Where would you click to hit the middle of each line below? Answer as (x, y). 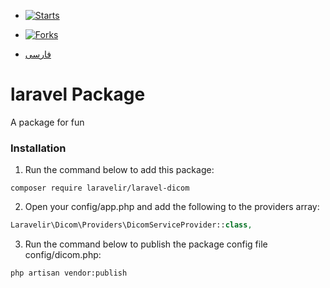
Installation (38, 148)
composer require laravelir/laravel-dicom (100, 188)
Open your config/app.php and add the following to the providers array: (172, 207)
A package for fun (47, 122)
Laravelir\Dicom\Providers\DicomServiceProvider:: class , (131, 225)
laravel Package (78, 94)
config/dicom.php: (63, 255)
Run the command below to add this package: (119, 170)
